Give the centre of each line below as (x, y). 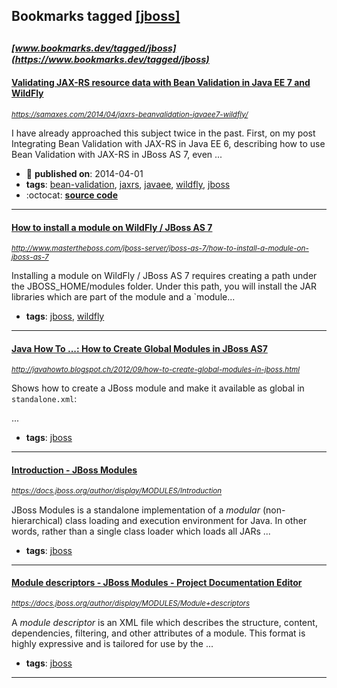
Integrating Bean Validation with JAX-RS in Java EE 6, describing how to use (168, 143)
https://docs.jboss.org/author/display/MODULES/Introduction (117, 491)
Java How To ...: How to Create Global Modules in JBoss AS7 (139, 348)
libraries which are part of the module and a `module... (123, 297)
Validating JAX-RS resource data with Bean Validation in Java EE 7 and (161, 83)
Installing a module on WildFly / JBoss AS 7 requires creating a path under (164, 276)
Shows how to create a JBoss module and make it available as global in (158, 388)
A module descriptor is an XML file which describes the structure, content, (164, 622)
